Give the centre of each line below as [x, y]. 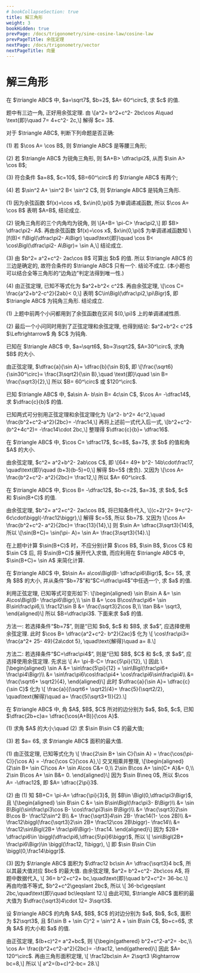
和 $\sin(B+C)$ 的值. [31, 497]
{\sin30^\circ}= [25, 374]
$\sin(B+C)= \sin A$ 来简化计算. [45, 560]
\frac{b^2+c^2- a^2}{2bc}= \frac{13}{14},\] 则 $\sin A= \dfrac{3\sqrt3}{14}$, [100, 525]
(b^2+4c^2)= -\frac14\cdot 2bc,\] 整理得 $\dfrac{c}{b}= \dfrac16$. [88, 429]
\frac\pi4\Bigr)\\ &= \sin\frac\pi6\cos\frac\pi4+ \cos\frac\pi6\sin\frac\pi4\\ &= [100, 674]
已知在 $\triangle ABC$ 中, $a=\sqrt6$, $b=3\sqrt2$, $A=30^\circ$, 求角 [96, 346]
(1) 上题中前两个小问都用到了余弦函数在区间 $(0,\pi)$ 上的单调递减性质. [93, 313]
